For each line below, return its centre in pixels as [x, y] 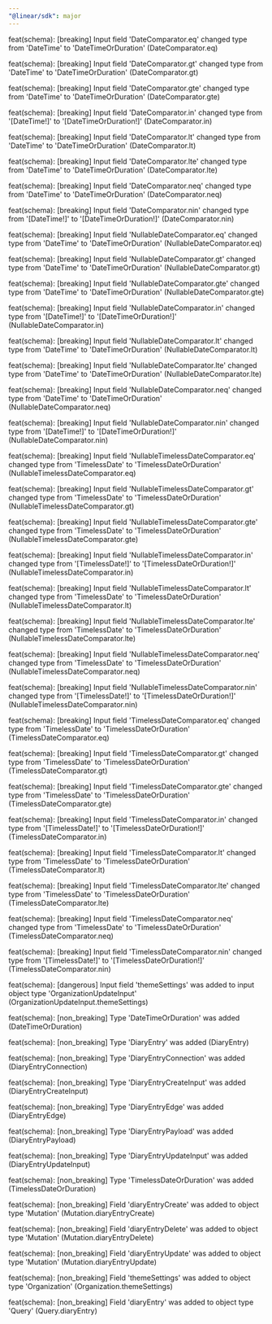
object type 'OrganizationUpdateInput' [73, 993]
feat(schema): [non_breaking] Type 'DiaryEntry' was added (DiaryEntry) [129, 1042]
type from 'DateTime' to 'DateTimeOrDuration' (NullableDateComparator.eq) [135, 243]
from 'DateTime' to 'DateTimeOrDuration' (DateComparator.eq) [113, 48]
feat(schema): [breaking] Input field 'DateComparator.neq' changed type [130, 186]
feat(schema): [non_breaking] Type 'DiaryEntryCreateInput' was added [127, 1082]
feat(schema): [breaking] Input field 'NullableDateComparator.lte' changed [133, 365]
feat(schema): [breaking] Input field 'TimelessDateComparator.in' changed [133, 819]
